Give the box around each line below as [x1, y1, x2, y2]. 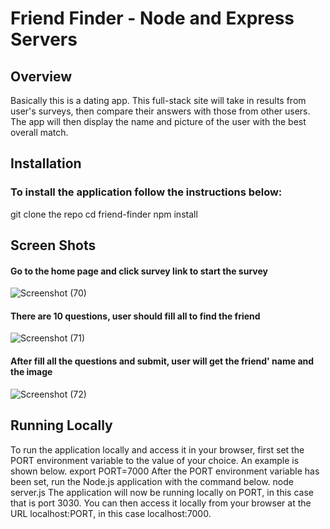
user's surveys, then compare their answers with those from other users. [10, 105, 311, 117]
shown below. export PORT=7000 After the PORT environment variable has [10, 465, 320, 477]
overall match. [10, 127, 69, 138]
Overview [10, 68, 73, 85]
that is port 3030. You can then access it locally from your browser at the [10, 497, 312, 509]
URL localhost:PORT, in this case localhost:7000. [10, 507, 212, 519]
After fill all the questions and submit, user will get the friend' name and [10, 355, 315, 367]
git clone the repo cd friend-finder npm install [10, 208, 198, 220]
